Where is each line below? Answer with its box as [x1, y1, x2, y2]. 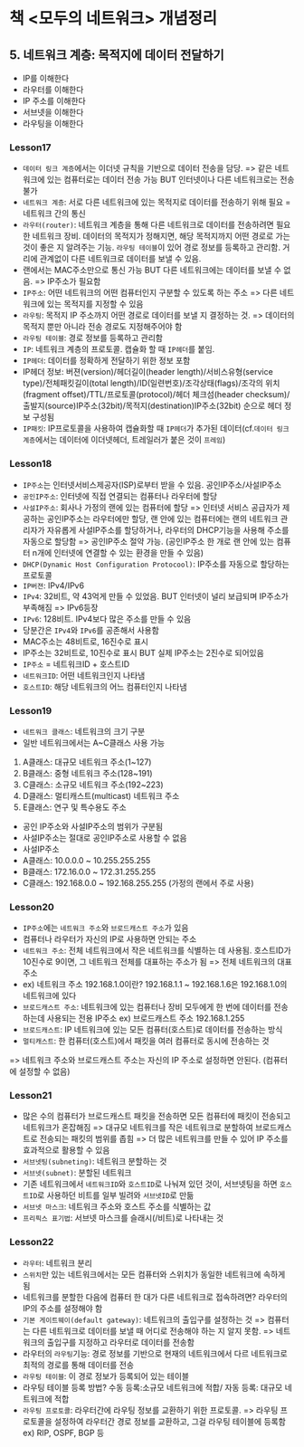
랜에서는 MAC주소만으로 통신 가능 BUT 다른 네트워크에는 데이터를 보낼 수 [22, 264, 282, 276]
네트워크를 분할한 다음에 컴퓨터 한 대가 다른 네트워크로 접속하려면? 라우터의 [22, 1291, 288, 1302]
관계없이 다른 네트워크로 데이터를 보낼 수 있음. [39, 253, 202, 264]
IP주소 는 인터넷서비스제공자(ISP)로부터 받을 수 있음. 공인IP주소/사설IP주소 [22, 479, 282, 490]
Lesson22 [9, 1236, 54, 1249]
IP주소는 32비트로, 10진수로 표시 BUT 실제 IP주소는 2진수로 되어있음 [22, 647, 264, 658]
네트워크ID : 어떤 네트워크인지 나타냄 [22, 670, 146, 681]
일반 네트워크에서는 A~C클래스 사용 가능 [22, 737, 166, 747]
